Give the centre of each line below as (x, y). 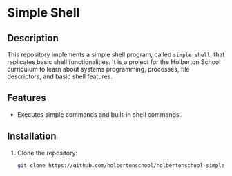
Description (33, 38)
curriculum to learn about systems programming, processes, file (98, 69)
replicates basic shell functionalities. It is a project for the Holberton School (114, 62)
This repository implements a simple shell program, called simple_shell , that (116, 54)
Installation (32, 136)
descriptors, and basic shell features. (60, 76)
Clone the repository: (47, 153)
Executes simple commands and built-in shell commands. (99, 114)
